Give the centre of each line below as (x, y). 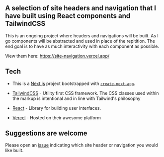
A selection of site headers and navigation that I (81, 8)
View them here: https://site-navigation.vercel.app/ (57, 56)
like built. (14, 151)
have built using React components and (68, 16)
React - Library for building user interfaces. (56, 108)
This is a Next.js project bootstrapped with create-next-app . (74, 83)
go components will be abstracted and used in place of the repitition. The (80, 41)
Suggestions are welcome (46, 133)
